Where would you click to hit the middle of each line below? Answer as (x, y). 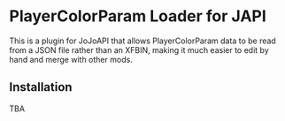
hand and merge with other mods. (71, 59)
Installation (41, 87)
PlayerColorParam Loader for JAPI (138, 16)
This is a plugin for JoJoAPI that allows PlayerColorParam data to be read (142, 41)
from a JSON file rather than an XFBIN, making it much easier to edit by (139, 49)
